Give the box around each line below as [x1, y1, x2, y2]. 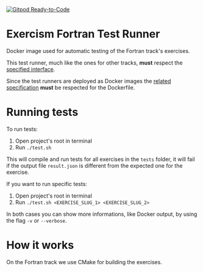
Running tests [6, 106, 79, 119]
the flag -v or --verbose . [6, 217, 67, 224]
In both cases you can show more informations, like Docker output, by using [6, 210, 198, 218]
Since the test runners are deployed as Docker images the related [6, 77, 171, 85]
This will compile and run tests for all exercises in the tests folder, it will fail [6, 156, 195, 163]
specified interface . [6, 65, 55, 73]
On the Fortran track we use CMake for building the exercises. [6, 258, 163, 265]
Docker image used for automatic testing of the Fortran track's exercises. [6, 47, 190, 54]
